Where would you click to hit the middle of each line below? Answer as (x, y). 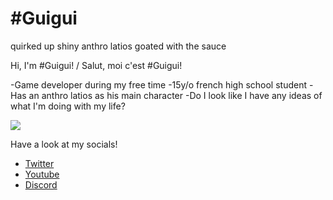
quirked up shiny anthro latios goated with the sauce (118, 46)
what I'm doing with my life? (68, 106)
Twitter (39, 163)
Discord (41, 184)
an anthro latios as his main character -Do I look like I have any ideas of (175, 95)
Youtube (42, 174)
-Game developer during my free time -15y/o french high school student (159, 84)
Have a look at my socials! (64, 144)
